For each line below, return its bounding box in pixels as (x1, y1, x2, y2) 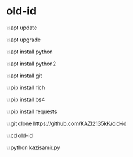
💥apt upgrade (6, 36, 41, 43)
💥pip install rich (6, 84, 45, 91)
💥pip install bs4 (6, 96, 45, 103)
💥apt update (6, 24, 38, 31)
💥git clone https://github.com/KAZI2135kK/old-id (6, 120, 127, 127)
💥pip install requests (6, 108, 57, 115)
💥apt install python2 (6, 60, 57, 67)
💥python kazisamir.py (6, 144, 60, 151)
